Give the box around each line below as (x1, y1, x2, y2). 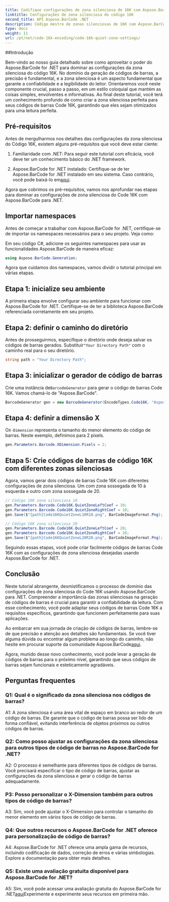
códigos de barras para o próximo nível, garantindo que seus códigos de (5, 656, 156, 662)
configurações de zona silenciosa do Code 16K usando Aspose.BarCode (5, 588, 156, 594)
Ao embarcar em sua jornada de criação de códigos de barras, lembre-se (5, 625, 158, 631)
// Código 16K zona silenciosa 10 (5, 498, 78, 503)
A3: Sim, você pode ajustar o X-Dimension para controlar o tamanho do (5, 809, 153, 815)
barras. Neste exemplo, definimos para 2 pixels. (5, 432, 105, 438)
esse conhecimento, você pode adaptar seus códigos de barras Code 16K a (5, 605, 162, 611)
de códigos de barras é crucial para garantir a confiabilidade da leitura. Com (5, 599, 163, 605)
